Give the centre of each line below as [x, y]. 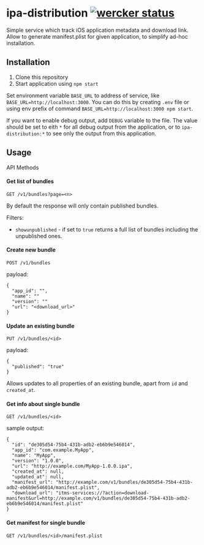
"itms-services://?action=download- [102, 493]
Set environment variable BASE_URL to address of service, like [83, 96]
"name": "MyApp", [34, 456]
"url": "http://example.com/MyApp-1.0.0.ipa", [72, 466]
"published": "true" [38, 367]
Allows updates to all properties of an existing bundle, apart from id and [97, 383]
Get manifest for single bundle [46, 522]
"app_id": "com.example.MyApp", [53, 450]
